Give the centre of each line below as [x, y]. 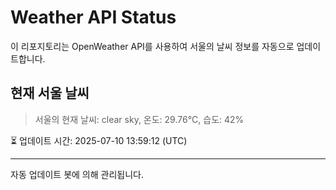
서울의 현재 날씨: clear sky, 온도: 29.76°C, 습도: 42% [139, 119]
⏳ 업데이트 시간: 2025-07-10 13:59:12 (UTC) [99, 140]
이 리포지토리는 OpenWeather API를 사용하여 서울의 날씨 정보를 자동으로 [152, 46]
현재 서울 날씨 [50, 93]
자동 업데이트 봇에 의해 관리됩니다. [77, 174]
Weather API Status [93, 17]
